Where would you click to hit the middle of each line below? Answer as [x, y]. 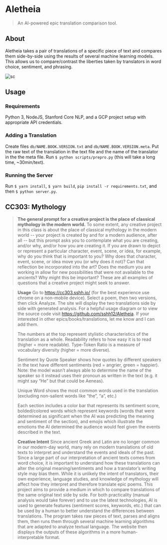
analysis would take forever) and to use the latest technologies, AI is [87, 500]
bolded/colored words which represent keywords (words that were [86, 411]
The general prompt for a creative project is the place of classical [86, 219]
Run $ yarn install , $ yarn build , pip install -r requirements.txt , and [81, 186]
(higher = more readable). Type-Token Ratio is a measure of [79, 344]
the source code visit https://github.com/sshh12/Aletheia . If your [83, 314]
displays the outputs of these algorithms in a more [69, 532]
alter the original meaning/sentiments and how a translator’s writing [86, 468]
